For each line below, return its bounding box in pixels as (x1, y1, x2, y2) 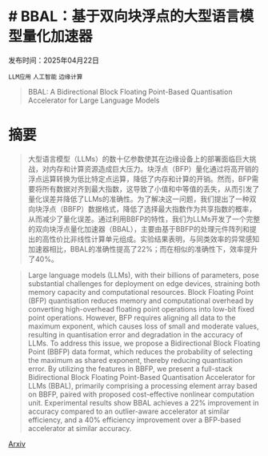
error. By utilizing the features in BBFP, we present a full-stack (27, 364, 234, 373)
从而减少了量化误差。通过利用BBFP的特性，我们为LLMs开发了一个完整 (27, 214, 261, 224)
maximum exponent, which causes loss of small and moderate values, (27, 321, 259, 331)
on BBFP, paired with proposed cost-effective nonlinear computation (27, 389, 254, 399)
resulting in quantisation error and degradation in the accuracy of (27, 329, 243, 339)
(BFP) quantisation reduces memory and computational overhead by (27, 296, 254, 305)
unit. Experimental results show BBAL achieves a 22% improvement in (27, 397, 259, 407)
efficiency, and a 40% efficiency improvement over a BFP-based (27, 414, 242, 425)
